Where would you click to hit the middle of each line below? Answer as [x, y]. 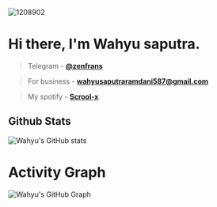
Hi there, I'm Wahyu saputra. [104, 44]
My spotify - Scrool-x [63, 96]
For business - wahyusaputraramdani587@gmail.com [118, 81]
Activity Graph [57, 172]
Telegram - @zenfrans [65, 66]
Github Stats [40, 121]
